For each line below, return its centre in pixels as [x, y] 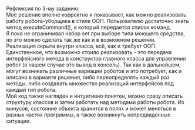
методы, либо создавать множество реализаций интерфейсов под [90, 84]
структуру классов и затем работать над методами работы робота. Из [95, 102]
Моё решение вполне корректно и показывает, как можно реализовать [96, 15]
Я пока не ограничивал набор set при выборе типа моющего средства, [95, 34]
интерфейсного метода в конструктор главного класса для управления [96, 59]
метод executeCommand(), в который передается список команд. [89, 27]
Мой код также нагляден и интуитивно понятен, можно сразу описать [95, 96]
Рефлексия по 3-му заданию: [43, 9]
